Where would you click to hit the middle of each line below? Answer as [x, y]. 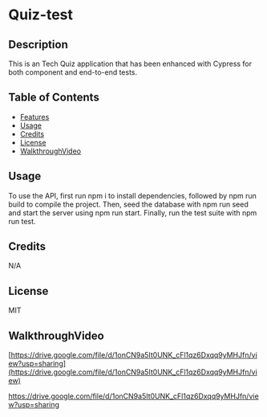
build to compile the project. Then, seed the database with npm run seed [128, 204]
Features [34, 117]
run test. [22, 221]
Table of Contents [54, 98]
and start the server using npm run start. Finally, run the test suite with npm [133, 213]
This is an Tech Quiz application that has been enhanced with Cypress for [130, 63]
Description [38, 45]
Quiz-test [41, 15]
